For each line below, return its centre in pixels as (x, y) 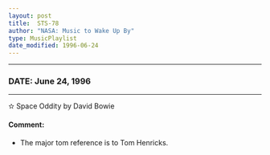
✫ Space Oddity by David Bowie (61, 106)
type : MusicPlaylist (43, 38)
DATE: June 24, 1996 (49, 81)
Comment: (27, 124)
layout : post (30, 16)
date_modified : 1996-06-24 (53, 46)
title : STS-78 (34, 23)
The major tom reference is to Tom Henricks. (94, 142)
